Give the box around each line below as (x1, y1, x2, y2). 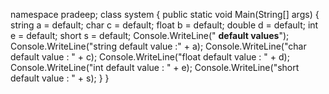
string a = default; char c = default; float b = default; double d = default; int (10, 19, 319, 31)
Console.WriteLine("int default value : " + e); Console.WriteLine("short (10, 62, 300, 73)
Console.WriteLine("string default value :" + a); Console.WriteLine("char (10, 40, 307, 52)
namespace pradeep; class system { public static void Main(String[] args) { (10, 9, 320, 20)
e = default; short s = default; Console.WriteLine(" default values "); (10, 30, 290, 41)
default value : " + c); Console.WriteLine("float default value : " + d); (10, 51, 290, 63)
